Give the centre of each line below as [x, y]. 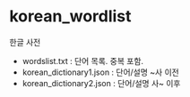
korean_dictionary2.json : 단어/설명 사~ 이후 [101, 83]
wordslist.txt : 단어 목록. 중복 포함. [83, 61]
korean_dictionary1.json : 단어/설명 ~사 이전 [100, 72]
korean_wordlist [70, 16]
